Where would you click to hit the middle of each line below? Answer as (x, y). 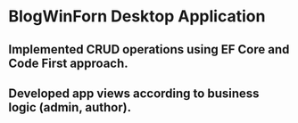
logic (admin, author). (70, 107)
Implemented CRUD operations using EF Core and (149, 49)
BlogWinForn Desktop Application (137, 16)
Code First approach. (68, 63)
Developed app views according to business (134, 93)
